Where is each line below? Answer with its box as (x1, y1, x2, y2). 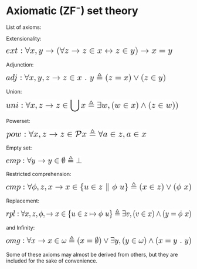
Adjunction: (6, 61, 34, 68)
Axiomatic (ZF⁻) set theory (6, 4, 139, 18)
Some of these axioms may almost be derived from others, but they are (6, 251, 178, 258)
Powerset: (6, 117, 30, 124)
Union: (6, 88, 22, 95)
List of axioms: (6, 24, 42, 31)
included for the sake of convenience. (6, 257, 98, 264)
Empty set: (6, 144, 32, 151)
